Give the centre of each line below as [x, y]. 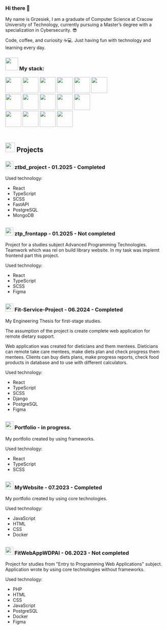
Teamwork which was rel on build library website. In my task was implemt [82, 250]
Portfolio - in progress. [43, 428]
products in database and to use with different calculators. [67, 362]
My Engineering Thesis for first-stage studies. [53, 321]
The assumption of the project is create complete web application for [78, 331]
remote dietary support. [30, 336]
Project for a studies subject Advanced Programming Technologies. [76, 245]
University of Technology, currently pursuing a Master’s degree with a [78, 25]
